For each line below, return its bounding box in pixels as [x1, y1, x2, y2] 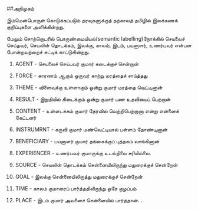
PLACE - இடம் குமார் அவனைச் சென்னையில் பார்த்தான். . [15, 197, 143, 204]
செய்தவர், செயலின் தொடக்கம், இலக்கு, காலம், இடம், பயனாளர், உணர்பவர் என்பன [6, 42, 192, 49]
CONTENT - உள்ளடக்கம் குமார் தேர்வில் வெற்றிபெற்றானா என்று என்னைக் [15, 107, 179, 114]
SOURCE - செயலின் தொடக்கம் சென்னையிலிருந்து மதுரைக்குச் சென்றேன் [15, 162, 179, 168]
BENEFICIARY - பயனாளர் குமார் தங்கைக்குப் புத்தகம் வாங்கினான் [15, 138, 160, 145]
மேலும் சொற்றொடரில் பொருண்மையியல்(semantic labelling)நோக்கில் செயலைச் [6, 35, 185, 42]
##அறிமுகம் [6, 5, 35, 12]
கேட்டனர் [15, 114, 37, 121]
